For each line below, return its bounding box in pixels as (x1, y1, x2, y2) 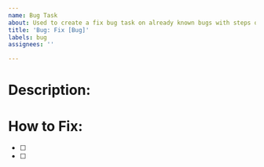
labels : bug (8, 33, 47, 42)
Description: (8, 82, 91, 99)
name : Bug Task (8, 11, 58, 20)
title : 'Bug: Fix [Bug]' (8, 26, 90, 34)
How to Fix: (8, 117, 83, 135)
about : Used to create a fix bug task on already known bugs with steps (8, 19, 251, 27)
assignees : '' (8, 41, 55, 49)
